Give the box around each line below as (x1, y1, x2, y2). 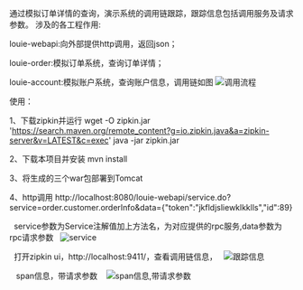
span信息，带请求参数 (15, 270, 98, 281)
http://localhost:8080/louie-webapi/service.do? (54, 192, 232, 202)
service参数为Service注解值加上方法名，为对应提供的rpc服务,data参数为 (13, 220, 282, 231)
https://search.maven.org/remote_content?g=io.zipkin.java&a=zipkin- (12, 126, 270, 136)
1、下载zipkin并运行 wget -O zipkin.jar (9, 116, 151, 126)
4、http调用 (9, 192, 54, 202)
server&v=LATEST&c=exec (9, 135, 109, 145)
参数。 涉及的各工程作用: (9, 19, 101, 30)
